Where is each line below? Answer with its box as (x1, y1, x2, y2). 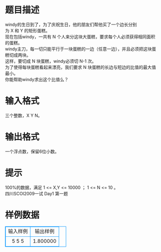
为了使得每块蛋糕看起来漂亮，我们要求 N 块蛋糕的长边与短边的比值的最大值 (5, 64, 156, 70)
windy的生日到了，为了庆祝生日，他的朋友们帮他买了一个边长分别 (5, 21, 137, 27)
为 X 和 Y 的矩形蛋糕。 (5, 27, 50, 33)
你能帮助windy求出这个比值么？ (5, 76, 69, 82)
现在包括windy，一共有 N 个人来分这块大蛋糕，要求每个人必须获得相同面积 (5, 34, 156, 40)
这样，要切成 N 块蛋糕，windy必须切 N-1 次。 (5, 58, 97, 64)
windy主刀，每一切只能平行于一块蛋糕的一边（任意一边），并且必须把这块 (5, 46, 152, 52)
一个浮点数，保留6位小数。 (5, 148, 60, 154)
